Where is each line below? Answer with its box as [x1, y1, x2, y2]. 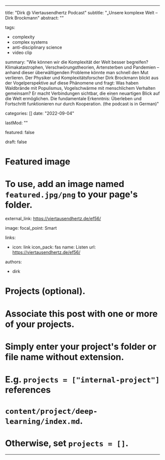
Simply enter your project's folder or [5, 341, 157, 352]
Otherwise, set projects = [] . [5, 438, 129, 449]
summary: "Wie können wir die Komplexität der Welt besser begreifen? [5, 59, 148, 65]
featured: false [5, 130, 35, 135]
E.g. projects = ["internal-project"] [5, 374, 160, 385]
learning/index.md [5, 417, 80, 426]
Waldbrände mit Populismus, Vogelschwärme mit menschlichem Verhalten [5, 85, 156, 91]
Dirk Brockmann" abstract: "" [5, 15, 64, 21]
